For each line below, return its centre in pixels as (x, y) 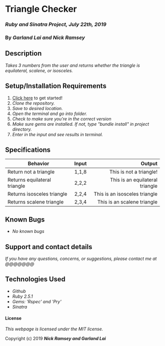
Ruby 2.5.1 (23, 296)
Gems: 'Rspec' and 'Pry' (37, 301)
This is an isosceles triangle (125, 194)
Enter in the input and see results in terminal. (57, 134)
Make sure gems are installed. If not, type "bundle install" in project (81, 124)
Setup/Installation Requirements (56, 86)
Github (19, 291)
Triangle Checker (41, 9)
